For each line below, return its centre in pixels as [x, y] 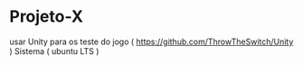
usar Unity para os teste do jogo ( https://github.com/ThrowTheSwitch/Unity [151, 42]
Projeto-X [47, 17]
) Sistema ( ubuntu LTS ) [54, 51]
